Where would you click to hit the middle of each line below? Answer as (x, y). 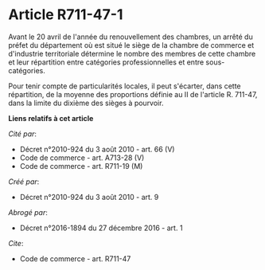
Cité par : (23, 134)
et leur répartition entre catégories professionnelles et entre (106, 62)
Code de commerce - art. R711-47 (75, 258)
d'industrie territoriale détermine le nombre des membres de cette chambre (132, 53)
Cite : (16, 243)
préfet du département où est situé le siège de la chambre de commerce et (131, 45)
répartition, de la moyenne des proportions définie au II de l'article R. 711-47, (133, 94)
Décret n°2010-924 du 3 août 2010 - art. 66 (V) (97, 149)
